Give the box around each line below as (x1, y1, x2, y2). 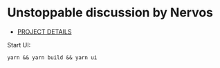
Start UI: (7, 41, 31, 49)
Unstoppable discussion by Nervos (7, 5, 213, 21)
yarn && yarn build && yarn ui (7, 54, 98, 61)
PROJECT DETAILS (17, 27, 72, 36)
